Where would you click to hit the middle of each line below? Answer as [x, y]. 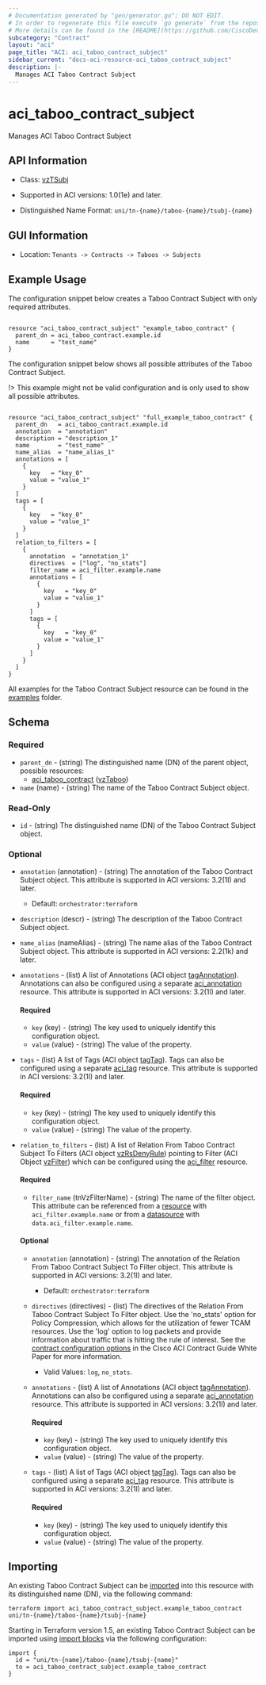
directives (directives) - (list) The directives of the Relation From [137, 1306]
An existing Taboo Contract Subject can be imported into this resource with [131, 1586]
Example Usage [47, 280]
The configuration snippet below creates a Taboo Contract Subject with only [133, 299]
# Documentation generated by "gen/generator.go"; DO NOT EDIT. [116, 15]
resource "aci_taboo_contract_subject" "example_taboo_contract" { [122, 328]
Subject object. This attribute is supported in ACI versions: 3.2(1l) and [133, 880]
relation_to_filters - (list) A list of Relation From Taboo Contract [127, 1145]
